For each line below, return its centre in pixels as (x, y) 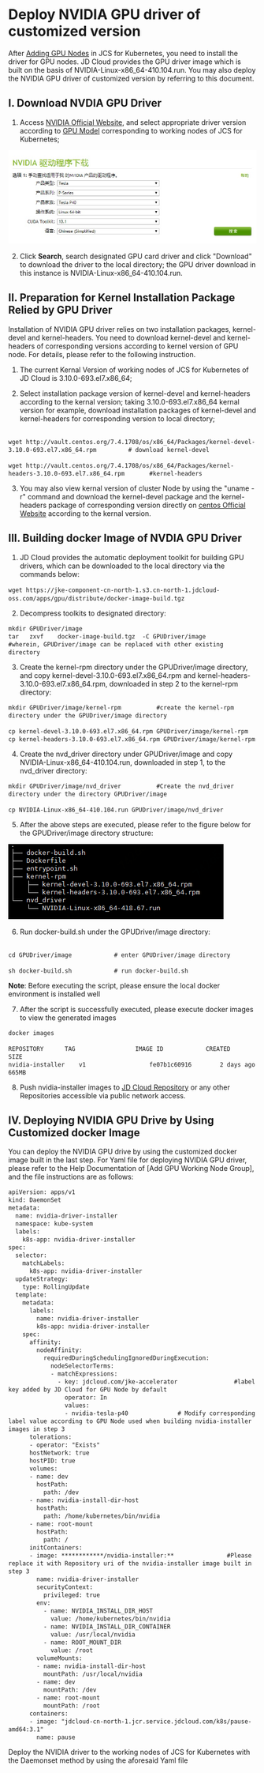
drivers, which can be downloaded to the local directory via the (122, 566)
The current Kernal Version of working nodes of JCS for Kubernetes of (134, 370)
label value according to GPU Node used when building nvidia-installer (130, 1421)
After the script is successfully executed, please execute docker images (136, 1009)
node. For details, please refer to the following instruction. (102, 354)
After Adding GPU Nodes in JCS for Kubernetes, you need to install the (123, 53)
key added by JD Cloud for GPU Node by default (88, 1390)
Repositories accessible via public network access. (102, 1095)
